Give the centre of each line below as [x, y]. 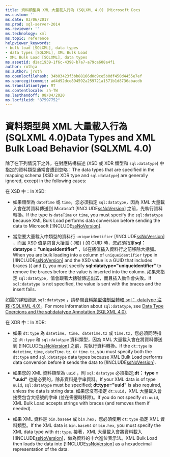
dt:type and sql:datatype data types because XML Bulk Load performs [88, 357]
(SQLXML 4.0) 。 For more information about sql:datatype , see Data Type [87, 306]
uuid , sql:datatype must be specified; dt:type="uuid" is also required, [87, 385]
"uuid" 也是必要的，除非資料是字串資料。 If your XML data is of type [84, 379]
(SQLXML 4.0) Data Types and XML [81, 138]
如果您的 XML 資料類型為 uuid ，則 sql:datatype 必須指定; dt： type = [86, 373]
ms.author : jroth [24, 72]
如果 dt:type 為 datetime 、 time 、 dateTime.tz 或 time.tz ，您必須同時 [85, 333]
